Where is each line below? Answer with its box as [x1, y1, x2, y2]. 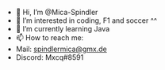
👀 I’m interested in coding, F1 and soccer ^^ [15, 16, 157, 25]
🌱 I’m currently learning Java [15, 24, 110, 33]
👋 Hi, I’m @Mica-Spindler [15, 8, 98, 17]
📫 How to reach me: [15, 33, 84, 42]
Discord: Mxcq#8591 [15, 53, 84, 62]
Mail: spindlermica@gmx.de [15, 44, 107, 53]
